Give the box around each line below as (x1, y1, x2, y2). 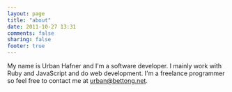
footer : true (7, 43, 45, 49)
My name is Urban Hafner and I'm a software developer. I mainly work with (7, 62, 222, 70)
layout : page (7, 10, 45, 17)
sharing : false (7, 36, 52, 43)
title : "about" (7, 17, 52, 24)
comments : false (7, 29, 54, 37)
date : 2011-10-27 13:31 (7, 23, 77, 30)
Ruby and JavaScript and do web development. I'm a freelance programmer (7, 69, 225, 77)
